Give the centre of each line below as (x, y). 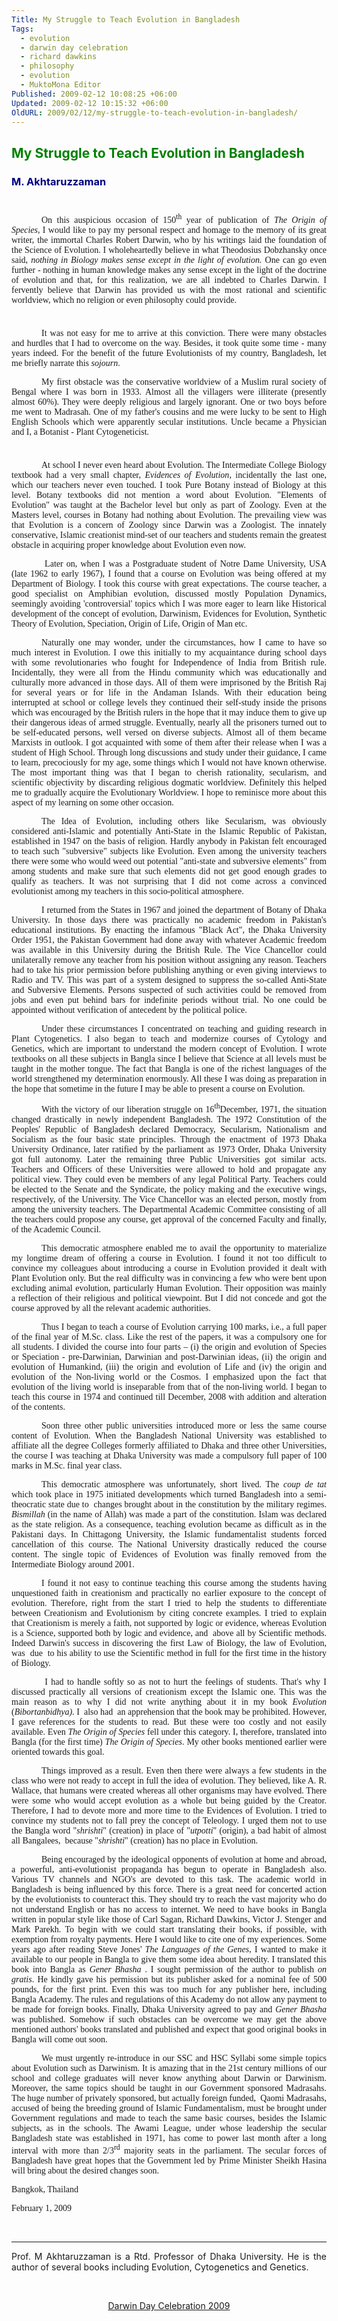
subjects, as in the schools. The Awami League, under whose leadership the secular (169, 2128)
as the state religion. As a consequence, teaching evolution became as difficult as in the (169, 1524)
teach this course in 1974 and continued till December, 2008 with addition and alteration (169, 1397)
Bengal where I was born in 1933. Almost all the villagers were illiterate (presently (169, 391)
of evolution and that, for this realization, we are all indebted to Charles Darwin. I (169, 279)
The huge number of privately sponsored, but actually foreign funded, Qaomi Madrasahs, (169, 2098)
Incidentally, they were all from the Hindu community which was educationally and (169, 672)
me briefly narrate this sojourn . (66, 362)
